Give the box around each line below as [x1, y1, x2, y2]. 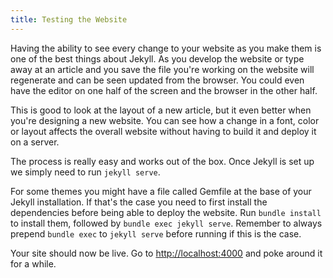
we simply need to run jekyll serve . [10, 166, 161, 178]
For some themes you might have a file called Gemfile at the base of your [10, 185, 312, 197]
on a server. [10, 136, 60, 148]
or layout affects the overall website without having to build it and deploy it [10, 125, 317, 137]
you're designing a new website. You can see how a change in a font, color [10, 114, 320, 126]
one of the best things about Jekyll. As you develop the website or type [10, 52, 305, 65]
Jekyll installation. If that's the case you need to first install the [10, 196, 268, 208]
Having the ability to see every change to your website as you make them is [10, 42, 322, 54]
